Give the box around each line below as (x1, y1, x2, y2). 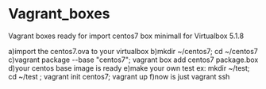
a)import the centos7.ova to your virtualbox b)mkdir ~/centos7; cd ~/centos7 (8, 46, 258, 56)
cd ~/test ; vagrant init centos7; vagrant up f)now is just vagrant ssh (8, 72, 230, 81)
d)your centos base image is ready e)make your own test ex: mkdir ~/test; (8, 63, 250, 72)
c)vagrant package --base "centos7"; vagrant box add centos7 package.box (8, 55, 259, 64)
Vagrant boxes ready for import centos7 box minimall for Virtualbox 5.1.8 (8, 31, 245, 41)
